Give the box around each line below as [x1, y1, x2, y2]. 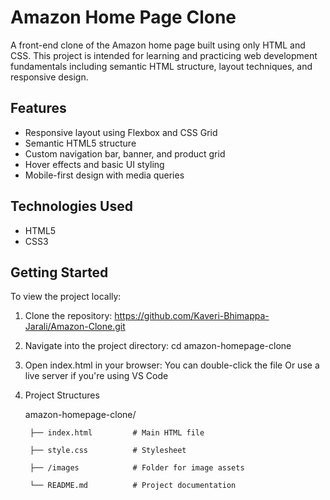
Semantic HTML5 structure [24, 137, 137, 149]
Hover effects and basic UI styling [24, 158, 165, 170]
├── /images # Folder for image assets [29, 463, 245, 473]
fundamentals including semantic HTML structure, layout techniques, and [10, 60, 313, 72]
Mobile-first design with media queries [24, 169, 185, 181]
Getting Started [10, 264, 109, 281]
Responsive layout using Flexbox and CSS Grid [24, 126, 218, 138]
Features [10, 100, 67, 117]
